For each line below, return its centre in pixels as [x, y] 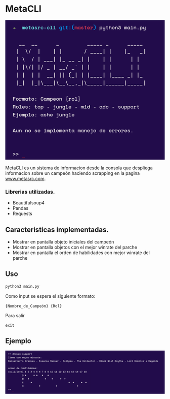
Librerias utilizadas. [30, 192]
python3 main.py [22, 286]
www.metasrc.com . [26, 178]
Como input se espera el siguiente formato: [50, 296]
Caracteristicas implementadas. [57, 229]
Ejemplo [18, 341]
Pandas [20, 208]
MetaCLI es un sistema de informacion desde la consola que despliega [79, 168]
